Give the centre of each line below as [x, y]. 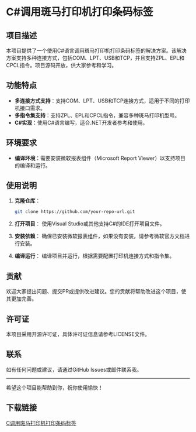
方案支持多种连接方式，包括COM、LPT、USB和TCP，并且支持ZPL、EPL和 [95, 58]
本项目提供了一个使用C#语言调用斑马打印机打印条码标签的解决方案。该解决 [97, 51]
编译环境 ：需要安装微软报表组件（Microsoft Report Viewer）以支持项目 [100, 158]
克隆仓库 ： [27, 201]
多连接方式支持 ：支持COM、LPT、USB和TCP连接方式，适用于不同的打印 [102, 101]
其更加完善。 [21, 299]
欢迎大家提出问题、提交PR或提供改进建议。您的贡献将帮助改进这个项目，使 [96, 292]
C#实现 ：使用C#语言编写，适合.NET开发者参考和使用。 [81, 122]
